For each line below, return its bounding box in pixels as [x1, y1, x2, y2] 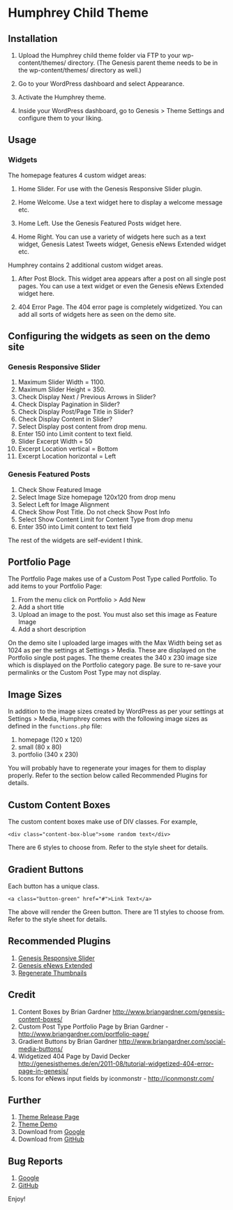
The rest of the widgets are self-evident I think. [8, 536, 143, 544]
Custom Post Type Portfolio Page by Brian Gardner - [17, 1022, 169, 1031]
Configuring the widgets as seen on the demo [8, 330, 211, 343]
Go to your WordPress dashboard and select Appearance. [17, 80, 185, 88]
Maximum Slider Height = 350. [17, 385, 106, 394]
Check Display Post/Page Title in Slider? [17, 408, 134, 416]
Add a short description [17, 625, 87, 634]
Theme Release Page [17, 1113, 80, 1121]
